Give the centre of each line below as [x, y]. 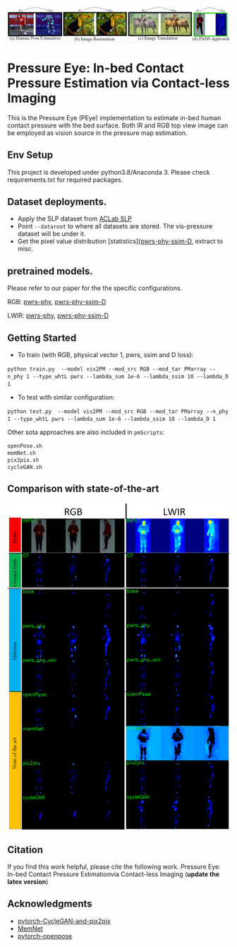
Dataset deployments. [57, 202]
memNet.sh [22, 453]
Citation [25, 850]
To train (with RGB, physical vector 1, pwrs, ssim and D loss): [105, 354]
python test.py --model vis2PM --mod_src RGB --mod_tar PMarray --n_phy [118, 411]
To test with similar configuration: [66, 397]
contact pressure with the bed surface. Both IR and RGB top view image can [118, 125]
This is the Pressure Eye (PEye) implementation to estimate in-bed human [114, 117]
